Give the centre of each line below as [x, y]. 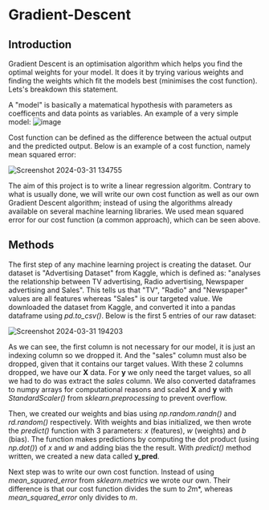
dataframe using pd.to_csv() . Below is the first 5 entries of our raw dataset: [132, 316]
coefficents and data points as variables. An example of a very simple [123, 113]
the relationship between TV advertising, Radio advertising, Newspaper [126, 281]
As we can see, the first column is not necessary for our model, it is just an [132, 346]
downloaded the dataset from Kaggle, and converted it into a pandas [122, 307]
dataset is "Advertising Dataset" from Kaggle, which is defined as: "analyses [134, 273]
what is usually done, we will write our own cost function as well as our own [134, 194]
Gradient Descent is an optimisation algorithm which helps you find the [126, 63]
